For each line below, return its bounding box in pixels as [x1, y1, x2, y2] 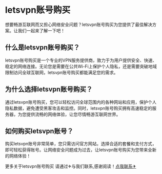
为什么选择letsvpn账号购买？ [5, 85, 93, 93]
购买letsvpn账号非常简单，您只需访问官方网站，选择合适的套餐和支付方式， [5, 141, 157, 147]
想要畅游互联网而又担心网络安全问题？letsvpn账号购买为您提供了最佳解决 [5, 22, 153, 27]
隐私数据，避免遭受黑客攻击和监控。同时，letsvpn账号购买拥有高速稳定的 [5, 105, 153, 111]
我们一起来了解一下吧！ [18, 27, 65, 33]
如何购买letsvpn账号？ [5, 127, 74, 135]
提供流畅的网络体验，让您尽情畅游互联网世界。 [26, 111, 121, 117]
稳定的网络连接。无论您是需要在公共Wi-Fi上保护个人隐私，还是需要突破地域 [5, 63, 157, 69]
